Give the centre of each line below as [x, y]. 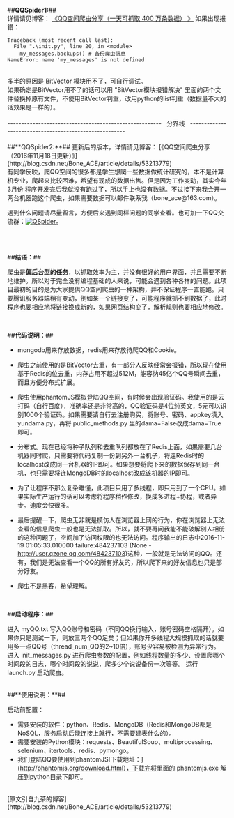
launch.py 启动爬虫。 [38, 673]
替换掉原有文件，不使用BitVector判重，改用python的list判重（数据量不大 [117, 98]
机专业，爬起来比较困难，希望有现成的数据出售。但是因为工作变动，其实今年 [117, 180]
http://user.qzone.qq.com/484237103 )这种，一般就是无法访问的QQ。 [117, 553]
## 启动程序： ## [30, 614]
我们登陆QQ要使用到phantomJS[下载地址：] [80, 759]
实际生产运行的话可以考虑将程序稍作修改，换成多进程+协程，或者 [117, 497]
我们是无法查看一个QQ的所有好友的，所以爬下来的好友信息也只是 [123, 562]
